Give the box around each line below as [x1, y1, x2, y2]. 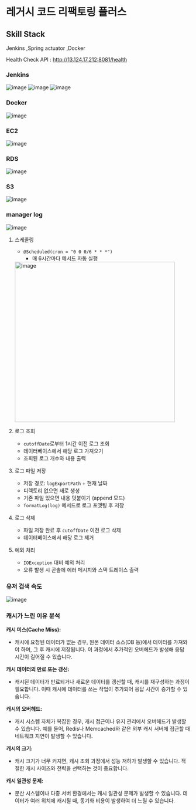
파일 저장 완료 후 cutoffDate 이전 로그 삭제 [23, 526, 122, 534]
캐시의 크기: [6, 745, 33, 752]
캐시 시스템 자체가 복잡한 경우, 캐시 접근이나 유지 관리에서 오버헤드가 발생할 [14, 718, 187, 725]
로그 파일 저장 [14, 467, 46, 474]
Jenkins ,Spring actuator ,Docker [6, 45, 86, 52]
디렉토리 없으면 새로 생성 [23, 487, 80, 494]
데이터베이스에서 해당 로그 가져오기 [23, 447, 104, 454]
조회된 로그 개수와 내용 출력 [23, 454, 86, 461]
